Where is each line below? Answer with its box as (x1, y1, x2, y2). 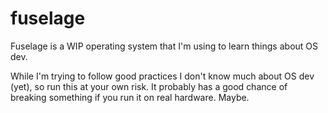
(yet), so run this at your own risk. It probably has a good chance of (10, 80, 288, 92)
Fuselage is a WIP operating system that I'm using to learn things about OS (10, 40, 319, 52)
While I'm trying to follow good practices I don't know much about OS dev (10, 70, 315, 82)
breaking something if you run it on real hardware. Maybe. (10, 91, 250, 103)
